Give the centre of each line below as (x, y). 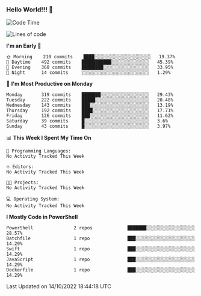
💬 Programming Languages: (39, 151)
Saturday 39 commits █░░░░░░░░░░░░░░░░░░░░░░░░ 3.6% (87, 121)
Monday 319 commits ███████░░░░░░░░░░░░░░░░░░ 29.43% (90, 95)
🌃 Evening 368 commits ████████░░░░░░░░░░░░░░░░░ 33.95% (90, 68)
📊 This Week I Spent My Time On (49, 138)
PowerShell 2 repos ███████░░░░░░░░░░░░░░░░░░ (101, 228)
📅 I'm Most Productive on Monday (50, 84)
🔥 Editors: (20, 167)
